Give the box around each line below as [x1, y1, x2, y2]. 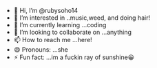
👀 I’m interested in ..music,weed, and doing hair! [13, 14, 150, 22]
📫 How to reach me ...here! [13, 36, 93, 44]
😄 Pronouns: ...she [13, 46, 69, 54]
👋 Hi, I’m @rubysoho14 [13, 7, 78, 14]
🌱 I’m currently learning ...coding [13, 21, 107, 29]
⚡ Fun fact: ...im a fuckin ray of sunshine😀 [13, 53, 134, 61]
